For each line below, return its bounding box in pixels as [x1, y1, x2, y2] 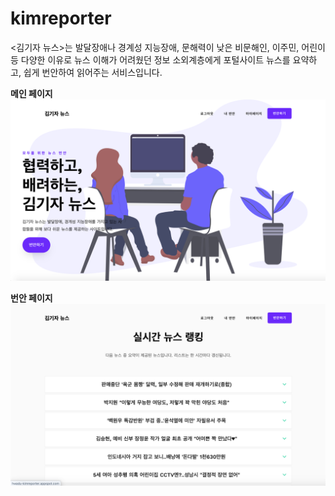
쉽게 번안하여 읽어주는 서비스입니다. [23, 66, 163, 78]
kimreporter [10, 7, 112, 30]
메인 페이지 [10, 87, 53, 99]
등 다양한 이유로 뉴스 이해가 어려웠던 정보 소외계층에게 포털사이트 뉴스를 [10, 53, 291, 66]
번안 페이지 [10, 292, 53, 304]
